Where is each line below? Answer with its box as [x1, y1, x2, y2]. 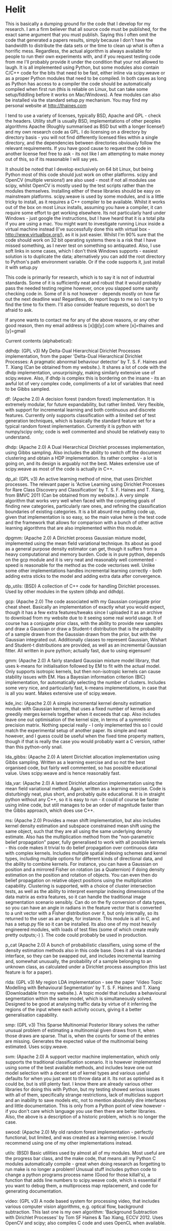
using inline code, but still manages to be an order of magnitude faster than [5, 802, 164, 808]
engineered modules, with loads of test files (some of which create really [5, 926, 159, 933]
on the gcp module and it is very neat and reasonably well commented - [5, 556, 157, 563]
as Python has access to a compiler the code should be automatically [5, 81, 152, 87]
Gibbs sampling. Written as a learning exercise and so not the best [5, 759, 145, 765]
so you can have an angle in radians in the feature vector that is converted [5, 904, 162, 911]
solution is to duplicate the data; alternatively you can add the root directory [5, 253, 165, 259]
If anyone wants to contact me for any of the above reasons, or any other [5, 317, 160, 323]
